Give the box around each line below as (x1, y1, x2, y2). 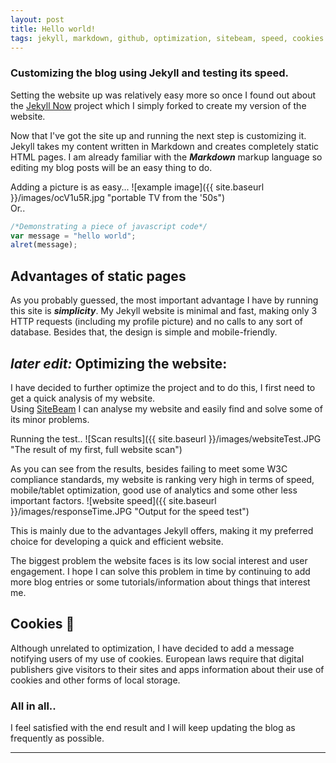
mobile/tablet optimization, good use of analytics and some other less (10, 484, 298, 496)
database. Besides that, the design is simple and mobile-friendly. (10, 326, 278, 338)
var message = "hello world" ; (10, 231, 137, 241)
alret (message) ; (10, 240, 78, 250)
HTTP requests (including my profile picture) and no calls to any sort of (10, 316, 303, 328)
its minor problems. (10, 413, 90, 425)
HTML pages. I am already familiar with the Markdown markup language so (10, 151, 323, 163)
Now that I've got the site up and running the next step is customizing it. (10, 129, 307, 141)
